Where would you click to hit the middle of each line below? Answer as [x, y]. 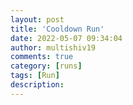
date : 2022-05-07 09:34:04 [66, 38]
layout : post [37, 19]
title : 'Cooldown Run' [57, 29]
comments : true [42, 57]
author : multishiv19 [53, 47]
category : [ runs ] [46, 66]
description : [37, 85]
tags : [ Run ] [35, 76]
